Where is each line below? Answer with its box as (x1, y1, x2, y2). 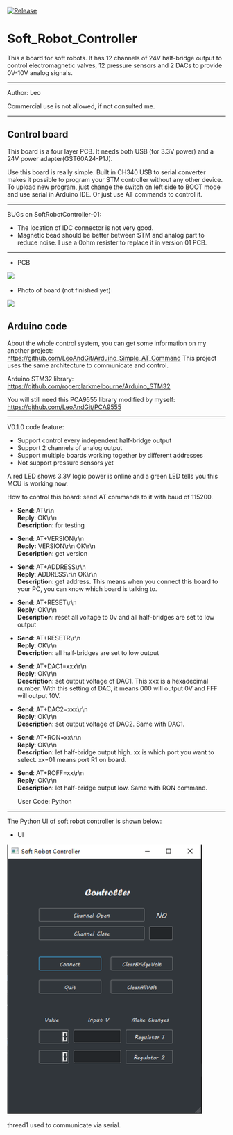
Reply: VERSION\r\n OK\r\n (17, 542, 96, 550)
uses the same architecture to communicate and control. (7, 361, 169, 370)
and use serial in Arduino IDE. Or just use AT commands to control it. (7, 190, 202, 198)
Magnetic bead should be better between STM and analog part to (17, 231, 205, 239)
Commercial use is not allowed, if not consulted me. (7, 101, 155, 110)
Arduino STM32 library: (7, 374, 74, 383)
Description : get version (17, 549, 88, 557)
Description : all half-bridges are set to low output (17, 648, 159, 656)
